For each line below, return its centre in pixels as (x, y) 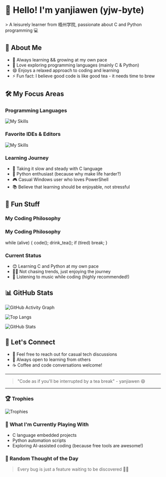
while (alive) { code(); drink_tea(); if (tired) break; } (56, 242)
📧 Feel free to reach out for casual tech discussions (65, 354)
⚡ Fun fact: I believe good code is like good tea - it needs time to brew (83, 76)
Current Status (23, 255)
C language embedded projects (44, 435)
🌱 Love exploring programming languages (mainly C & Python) (76, 65)
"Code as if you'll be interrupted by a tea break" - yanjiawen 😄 (81, 381)
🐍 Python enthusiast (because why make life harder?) (67, 174)
